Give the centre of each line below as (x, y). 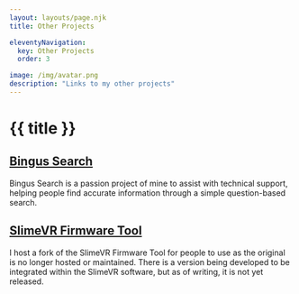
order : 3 (34, 60)
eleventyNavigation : (48, 42)
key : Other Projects (56, 51)
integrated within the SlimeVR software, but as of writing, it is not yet (136, 271)
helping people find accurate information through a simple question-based (148, 193)
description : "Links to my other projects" (92, 84)
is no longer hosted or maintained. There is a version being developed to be (149, 262)
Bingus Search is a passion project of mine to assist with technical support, (149, 183)
